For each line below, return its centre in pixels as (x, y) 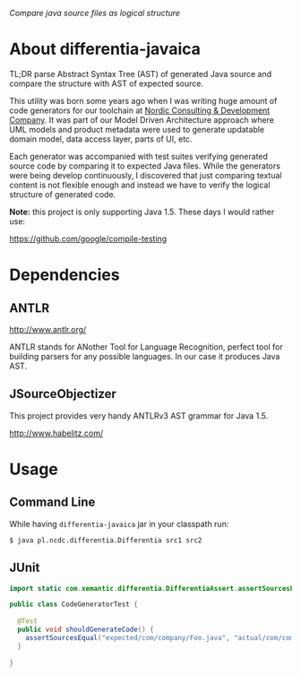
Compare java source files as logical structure (95, 13)
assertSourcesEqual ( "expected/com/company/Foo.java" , (128, 637)
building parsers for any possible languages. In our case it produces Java (145, 356)
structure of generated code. (63, 194)
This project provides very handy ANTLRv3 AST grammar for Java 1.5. (139, 415)
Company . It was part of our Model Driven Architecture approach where (142, 119)
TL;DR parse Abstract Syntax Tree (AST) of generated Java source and (141, 74)
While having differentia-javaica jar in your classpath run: (119, 524)
